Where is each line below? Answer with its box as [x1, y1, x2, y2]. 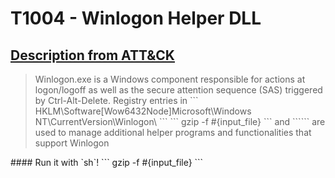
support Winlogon [34, 137, 110, 149]
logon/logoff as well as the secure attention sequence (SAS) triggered [34, 84, 323, 96]
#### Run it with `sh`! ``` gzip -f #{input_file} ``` [10, 157, 204, 168]
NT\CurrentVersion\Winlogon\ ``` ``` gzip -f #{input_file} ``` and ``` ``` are [34, 116, 326, 127]
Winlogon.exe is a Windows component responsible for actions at [34, 73, 306, 85]
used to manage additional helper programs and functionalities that [34, 127, 312, 138]
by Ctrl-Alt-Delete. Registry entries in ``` [34, 95, 199, 106]
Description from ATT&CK [10, 47, 175, 64]
